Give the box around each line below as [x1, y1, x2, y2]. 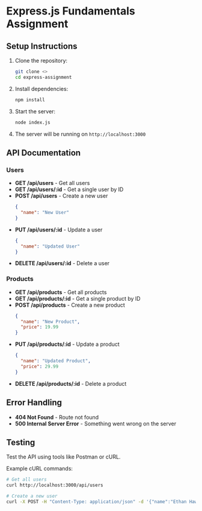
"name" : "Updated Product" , [20, 358, 91, 364]
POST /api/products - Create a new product [14, 301, 125, 309]
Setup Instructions [6, 41, 78, 51]
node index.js [14, 119, 50, 125]
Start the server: [14, 107, 56, 115]
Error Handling [6, 398, 62, 408]
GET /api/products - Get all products [14, 288, 107, 296]
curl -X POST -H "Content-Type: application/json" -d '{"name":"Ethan [6, 498, 187, 504]
